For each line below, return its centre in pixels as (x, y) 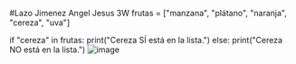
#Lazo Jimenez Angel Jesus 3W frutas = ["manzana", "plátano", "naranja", (148, 13)
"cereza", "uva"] (40, 23)
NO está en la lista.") (48, 50)
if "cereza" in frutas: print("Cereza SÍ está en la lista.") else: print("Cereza (146, 40)
